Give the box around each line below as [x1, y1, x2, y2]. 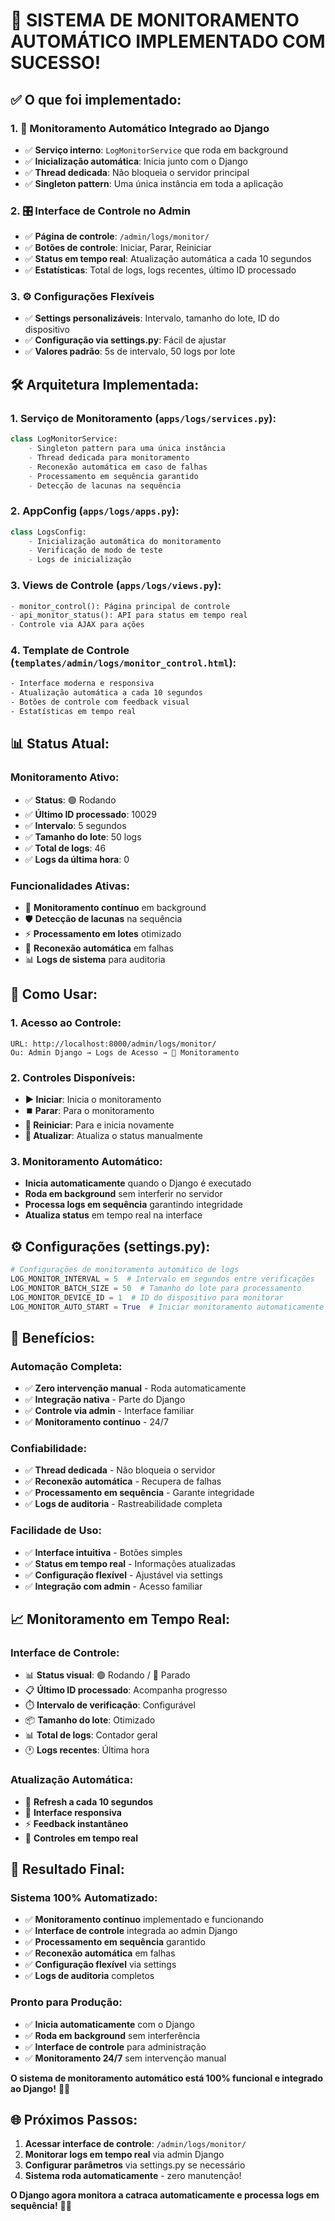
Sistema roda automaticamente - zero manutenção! [24, 2170, 242, 2182]
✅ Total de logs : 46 [24, 842, 107, 854]
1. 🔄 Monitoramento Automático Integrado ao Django [10, 121, 270, 135]
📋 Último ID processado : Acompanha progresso [24, 1684, 228, 1696]
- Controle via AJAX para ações [10, 620, 145, 630]
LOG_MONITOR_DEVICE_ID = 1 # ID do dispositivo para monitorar [10, 1292, 284, 1303]
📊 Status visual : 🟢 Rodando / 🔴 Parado [24, 1669, 191, 1681]
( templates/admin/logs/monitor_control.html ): [10, 656, 237, 670]
